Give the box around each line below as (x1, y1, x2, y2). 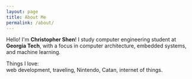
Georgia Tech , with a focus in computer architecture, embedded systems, (6, 42, 187, 49)
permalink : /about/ (6, 20, 55, 26)
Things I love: (6, 60, 39, 67)
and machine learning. (6, 49, 61, 56)
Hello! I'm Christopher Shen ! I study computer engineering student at (6, 36, 177, 43)
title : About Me (6, 14, 46, 20)
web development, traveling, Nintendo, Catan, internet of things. (6, 67, 163, 74)
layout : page (6, 8, 39, 15)
